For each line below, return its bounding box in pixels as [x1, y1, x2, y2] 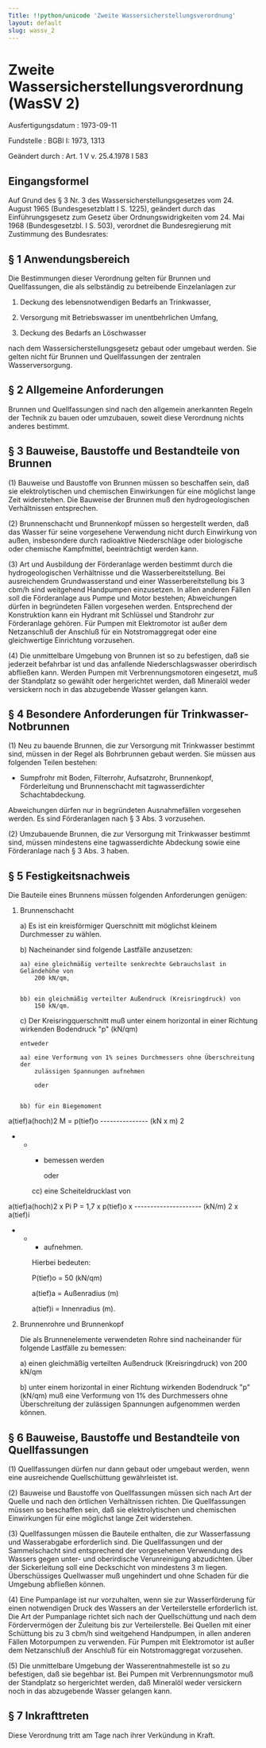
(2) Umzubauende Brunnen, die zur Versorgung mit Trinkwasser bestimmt [8, 830, 250, 839]
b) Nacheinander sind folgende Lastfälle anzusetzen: [19, 945, 193, 954]
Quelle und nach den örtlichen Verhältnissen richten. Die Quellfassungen [8, 1497, 246, 1506]
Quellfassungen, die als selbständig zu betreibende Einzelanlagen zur [8, 281, 237, 291]
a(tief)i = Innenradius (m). [31, 1304, 116, 1313]
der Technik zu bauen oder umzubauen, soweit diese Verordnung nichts [8, 412, 245, 422]
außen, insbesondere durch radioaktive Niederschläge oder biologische [8, 536, 243, 545]
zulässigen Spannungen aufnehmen [34, 1068, 145, 1076]
